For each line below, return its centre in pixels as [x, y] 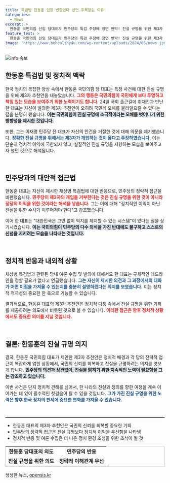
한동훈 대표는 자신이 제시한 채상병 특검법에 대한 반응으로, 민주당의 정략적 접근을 [83, 191]
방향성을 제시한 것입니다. [30, 120]
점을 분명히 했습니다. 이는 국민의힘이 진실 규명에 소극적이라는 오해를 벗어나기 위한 [85, 114]
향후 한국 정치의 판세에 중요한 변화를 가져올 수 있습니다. [68, 400]
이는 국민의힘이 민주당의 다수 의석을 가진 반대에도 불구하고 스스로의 [98, 227]
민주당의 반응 [81, 452]
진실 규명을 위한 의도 [31, 461]
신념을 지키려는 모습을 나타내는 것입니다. [45, 234]
